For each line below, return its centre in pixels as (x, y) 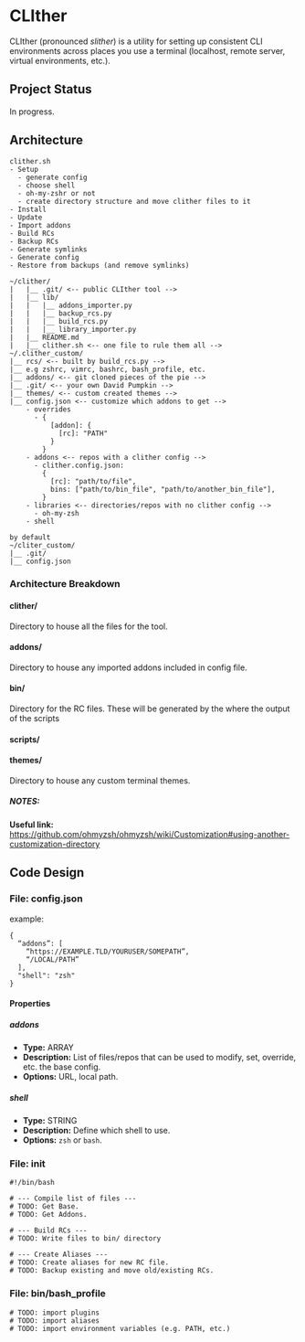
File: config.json (47, 899)
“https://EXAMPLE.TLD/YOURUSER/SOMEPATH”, (108, 952)
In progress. (32, 112)
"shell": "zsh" (47, 975)
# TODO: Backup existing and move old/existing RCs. (112, 1271)
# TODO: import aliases (55, 1321)
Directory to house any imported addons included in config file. (129, 667)
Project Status (51, 89)
